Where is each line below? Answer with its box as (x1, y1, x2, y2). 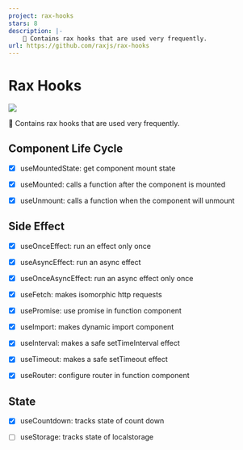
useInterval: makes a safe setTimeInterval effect (19, 339, 180, 348)
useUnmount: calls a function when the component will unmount (19, 196, 236, 205)
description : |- (8, 27, 63, 35)
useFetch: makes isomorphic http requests (19, 290, 163, 300)
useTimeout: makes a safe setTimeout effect (19, 355, 168, 364)
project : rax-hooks (8, 11, 74, 20)
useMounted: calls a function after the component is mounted (19, 179, 226, 189)
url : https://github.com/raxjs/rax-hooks (8, 42, 150, 50)
